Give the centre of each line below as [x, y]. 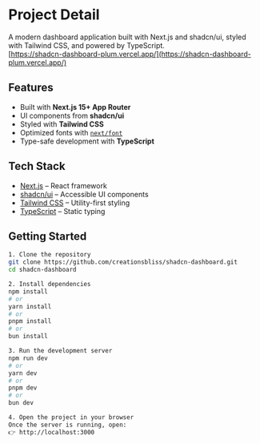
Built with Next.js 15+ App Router [75, 107]
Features [31, 88]
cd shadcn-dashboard [43, 270]
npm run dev [28, 358]
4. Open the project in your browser [71, 418]
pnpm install [30, 321]
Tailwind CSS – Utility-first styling [75, 203]
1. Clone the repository [50, 255]
